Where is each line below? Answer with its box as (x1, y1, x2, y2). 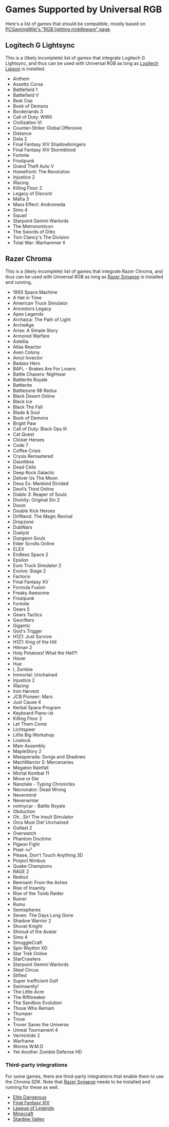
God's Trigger (12, 628, 43, 634)
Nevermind (12, 792, 36, 798)
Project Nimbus (12, 857, 46, 864)
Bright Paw (12, 420, 36, 426)
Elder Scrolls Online (12, 540, 55, 546)
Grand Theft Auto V (12, 163, 54, 169)
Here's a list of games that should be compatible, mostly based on (5, 21, 145, 27)
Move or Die (12, 775, 39, 781)
